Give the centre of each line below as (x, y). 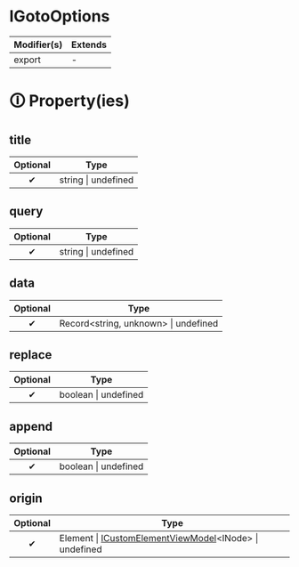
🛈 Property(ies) (70, 101)
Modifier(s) (38, 45)
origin (26, 498)
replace (31, 355)
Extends (89, 45)
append (31, 426)
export (28, 60)
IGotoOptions (60, 16)
